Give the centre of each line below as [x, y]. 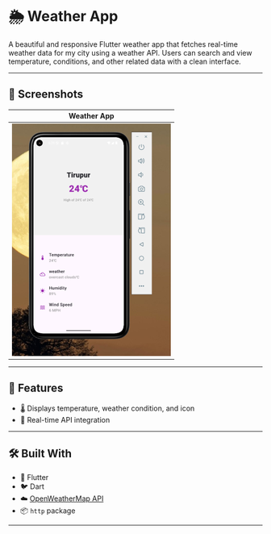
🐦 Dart [32, 486]
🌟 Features [36, 388]
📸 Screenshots [46, 94]
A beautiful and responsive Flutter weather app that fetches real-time [123, 44]
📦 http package [48, 511]
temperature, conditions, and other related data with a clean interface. [125, 61]
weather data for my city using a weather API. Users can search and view [130, 52]
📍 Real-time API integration [65, 419]
